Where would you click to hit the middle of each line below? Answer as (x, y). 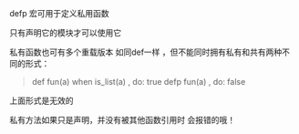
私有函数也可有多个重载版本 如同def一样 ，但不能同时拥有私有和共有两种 (146, 52)
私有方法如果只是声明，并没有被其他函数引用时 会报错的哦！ (122, 120)
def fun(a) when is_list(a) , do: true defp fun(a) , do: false (139, 82)
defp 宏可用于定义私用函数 (59, 13)
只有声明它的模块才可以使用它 (65, 33)
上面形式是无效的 (41, 100)
